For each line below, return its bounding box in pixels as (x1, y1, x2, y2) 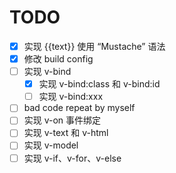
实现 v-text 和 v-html (23, 127, 109, 139)
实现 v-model (23, 139, 79, 151)
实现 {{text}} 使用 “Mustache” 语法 (23, 40, 166, 52)
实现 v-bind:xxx (38, 91, 104, 103)
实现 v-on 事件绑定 (23, 114, 102, 126)
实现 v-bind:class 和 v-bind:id (38, 78, 161, 90)
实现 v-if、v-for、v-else (23, 152, 122, 164)
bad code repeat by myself (23, 102, 136, 114)
